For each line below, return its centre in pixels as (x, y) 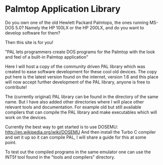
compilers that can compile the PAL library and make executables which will (81, 112)
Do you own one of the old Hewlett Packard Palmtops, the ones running (77, 22)
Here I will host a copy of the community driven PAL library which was (75, 66)
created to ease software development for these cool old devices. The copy (81, 71)
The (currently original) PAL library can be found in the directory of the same (82, 97)
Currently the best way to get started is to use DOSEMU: (62, 127)
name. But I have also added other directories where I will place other (75, 102)
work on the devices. (26, 117)
